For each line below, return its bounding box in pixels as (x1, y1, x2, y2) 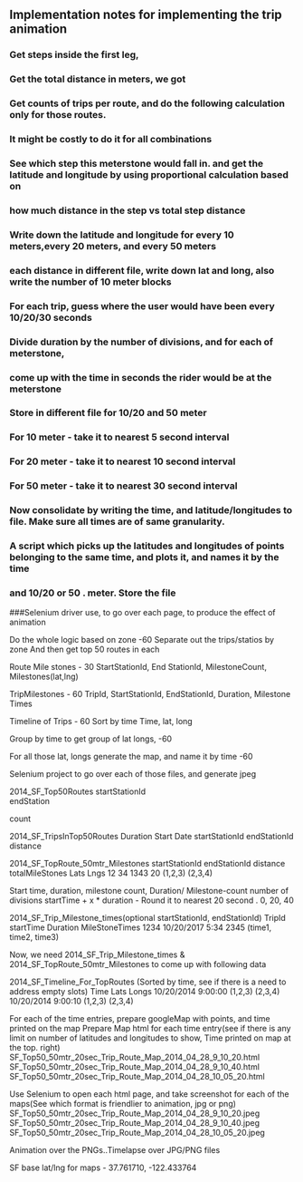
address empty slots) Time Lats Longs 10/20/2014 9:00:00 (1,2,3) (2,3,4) (9, 986, 280, 997)
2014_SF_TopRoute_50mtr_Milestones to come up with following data (9, 959, 267, 970)
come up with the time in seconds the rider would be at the (9, 371, 272, 383)
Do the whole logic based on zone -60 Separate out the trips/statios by (9, 635, 274, 645)
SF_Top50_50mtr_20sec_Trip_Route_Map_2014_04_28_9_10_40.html (9, 1061, 260, 1072)
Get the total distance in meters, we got (9, 73, 186, 85)
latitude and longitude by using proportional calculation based (9, 169, 289, 180)
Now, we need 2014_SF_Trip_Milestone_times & (9, 949, 185, 960)
